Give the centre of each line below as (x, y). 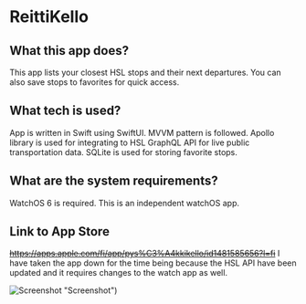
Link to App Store (59, 231)
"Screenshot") (90, 290)
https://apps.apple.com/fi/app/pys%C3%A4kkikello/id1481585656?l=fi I (145, 254)
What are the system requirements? (114, 181)
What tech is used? (65, 111)
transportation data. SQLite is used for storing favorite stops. (123, 152)
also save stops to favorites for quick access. (95, 82)
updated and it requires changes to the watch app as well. (119, 273)
